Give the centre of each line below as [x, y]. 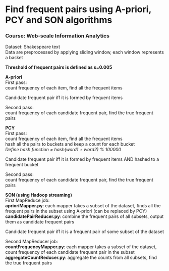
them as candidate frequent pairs [40, 222]
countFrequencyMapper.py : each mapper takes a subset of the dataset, [81, 247]
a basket [14, 58]
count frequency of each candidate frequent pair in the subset [70, 252]
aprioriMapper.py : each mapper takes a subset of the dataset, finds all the [83, 206]
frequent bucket [22, 165]
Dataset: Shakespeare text [33, 47]
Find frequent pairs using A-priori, [78, 9]
